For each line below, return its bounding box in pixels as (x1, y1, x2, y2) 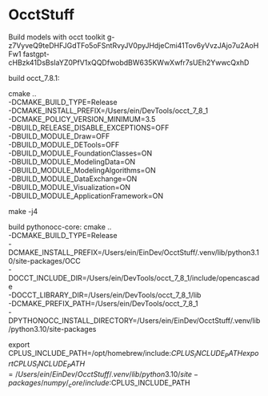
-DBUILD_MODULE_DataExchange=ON (8, 174, 138, 184)
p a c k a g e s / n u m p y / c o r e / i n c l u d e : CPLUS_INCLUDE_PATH (8, 378, 190, 390)
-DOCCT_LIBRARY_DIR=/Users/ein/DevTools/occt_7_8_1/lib (8, 290, 202, 300)
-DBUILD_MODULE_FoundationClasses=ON (8, 148, 153, 158)
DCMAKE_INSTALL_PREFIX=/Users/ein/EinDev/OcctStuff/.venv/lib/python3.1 (8, 247, 260, 257)
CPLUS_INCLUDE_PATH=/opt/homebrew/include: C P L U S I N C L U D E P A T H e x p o (8, 348, 259, 360)
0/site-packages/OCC (8, 256, 82, 265)
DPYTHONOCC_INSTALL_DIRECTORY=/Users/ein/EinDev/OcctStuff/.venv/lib (8, 315, 261, 325)
